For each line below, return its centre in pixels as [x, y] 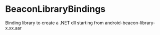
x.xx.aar [13, 28]
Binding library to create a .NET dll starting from [54, 23]
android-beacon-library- [130, 23]
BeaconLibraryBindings [55, 9]
